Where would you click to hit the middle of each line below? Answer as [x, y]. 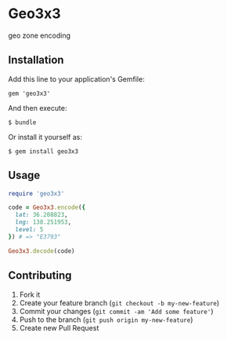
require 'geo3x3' [36, 193]
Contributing [40, 276]
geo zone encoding [40, 35]
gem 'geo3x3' [29, 93]
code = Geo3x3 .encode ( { [47, 208]
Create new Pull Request [59, 327]
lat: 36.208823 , [41, 215]
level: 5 [29, 230]
